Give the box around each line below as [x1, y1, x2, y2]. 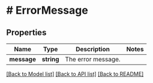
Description [76, 45, 110, 53]
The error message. [65, 55, 121, 63]
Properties [6, 27, 47, 38]
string [41, 55, 59, 63]
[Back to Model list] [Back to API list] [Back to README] [6, 70, 144, 78]
